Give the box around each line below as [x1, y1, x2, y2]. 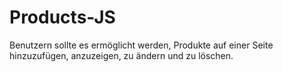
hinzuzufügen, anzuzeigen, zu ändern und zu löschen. [9, 49, 234, 61]
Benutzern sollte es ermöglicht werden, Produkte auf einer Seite [9, 39, 274, 51]
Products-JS [9, 6, 116, 29]
